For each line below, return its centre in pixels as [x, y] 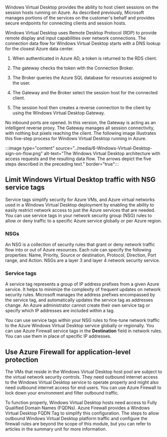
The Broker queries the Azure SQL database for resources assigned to [84, 78]
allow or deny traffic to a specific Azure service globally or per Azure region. [83, 220]
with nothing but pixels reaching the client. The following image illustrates [81, 133]
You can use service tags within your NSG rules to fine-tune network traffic [83, 320]
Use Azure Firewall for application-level [68, 352]
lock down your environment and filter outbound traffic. [62, 393]
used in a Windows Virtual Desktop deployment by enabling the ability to [80, 205]
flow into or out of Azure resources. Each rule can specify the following [78, 250]
